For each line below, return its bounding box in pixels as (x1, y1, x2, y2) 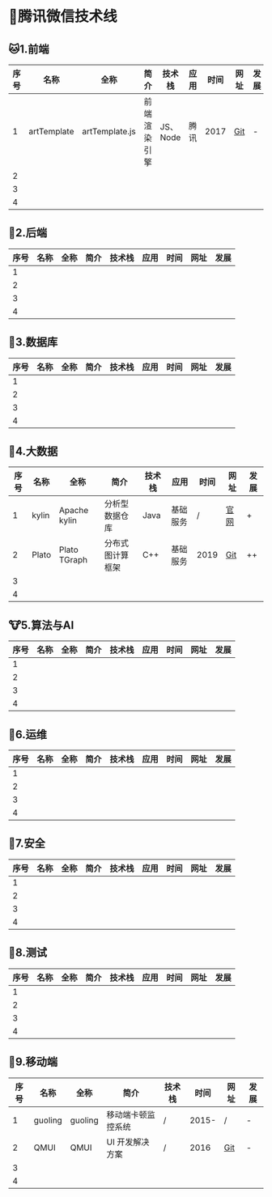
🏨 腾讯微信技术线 (8, 7, 117, 26)
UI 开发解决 (106, 1136, 150, 1148)
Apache (58, 505, 89, 516)
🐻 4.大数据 (8, 444, 58, 458)
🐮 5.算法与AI (8, 618, 74, 632)
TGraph (58, 554, 88, 566)
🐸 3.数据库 (8, 335, 58, 349)
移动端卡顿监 (106, 1109, 155, 1120)
